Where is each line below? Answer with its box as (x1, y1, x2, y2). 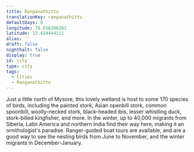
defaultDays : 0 (6, 19, 43, 25)
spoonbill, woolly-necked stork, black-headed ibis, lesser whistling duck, (6, 108, 182, 115)
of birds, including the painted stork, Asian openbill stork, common (6, 102, 167, 109)
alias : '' (6, 36, 30, 42)
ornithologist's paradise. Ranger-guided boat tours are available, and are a (6, 127, 186, 134)
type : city (6, 63, 33, 69)
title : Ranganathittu (6, 8, 59, 15)
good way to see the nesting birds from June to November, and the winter (6, 133, 185, 140)
